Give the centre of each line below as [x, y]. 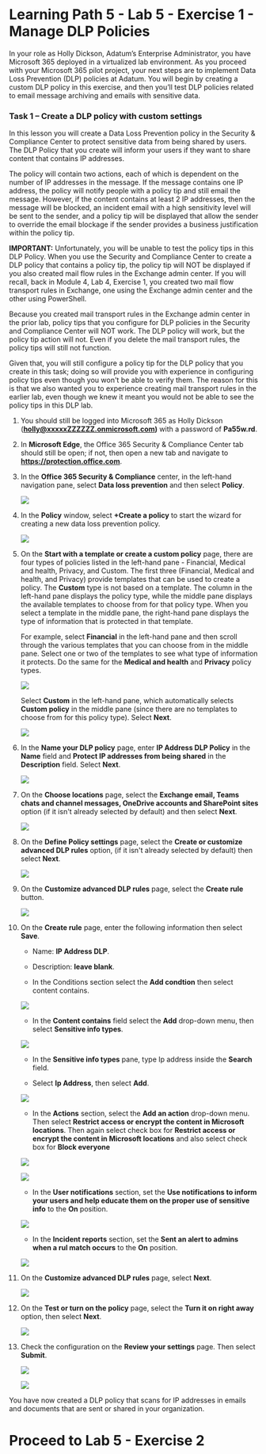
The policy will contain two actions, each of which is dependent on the [124, 174]
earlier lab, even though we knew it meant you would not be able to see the [131, 397]
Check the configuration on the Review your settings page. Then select [138, 1347]
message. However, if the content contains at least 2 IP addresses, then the [132, 199]
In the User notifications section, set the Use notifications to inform [144, 1192]
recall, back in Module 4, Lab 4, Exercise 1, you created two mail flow [122, 282]
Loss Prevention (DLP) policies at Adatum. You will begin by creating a [123, 78]
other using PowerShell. [48, 299]
